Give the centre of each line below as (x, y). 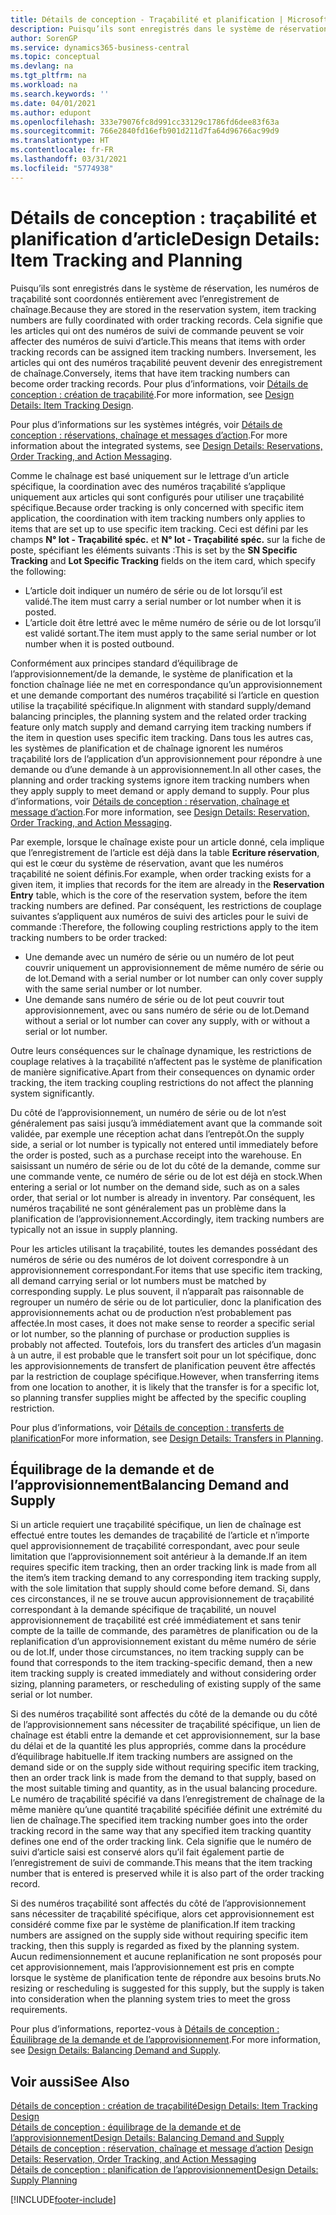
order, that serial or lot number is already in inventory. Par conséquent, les (163, 1197)
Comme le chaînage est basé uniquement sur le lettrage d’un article (150, 475)
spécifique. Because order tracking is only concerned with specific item (157, 507)
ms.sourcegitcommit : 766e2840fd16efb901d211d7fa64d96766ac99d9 (145, 131)
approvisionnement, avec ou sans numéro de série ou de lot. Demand (167, 1010)
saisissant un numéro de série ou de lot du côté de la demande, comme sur (165, 1165)
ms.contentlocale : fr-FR (62, 150)
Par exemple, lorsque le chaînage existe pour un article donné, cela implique (167, 842)
